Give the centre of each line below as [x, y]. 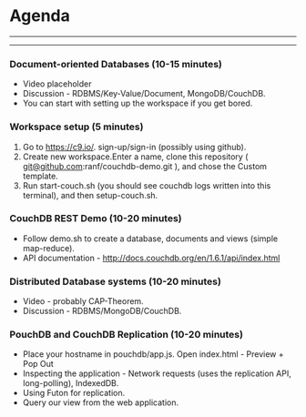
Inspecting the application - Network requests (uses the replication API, [157, 373]
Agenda [40, 16]
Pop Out [38, 364]
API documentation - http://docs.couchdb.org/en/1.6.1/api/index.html [151, 258]
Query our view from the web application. [101, 402]
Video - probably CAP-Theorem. [83, 301]
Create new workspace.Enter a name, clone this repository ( [135, 157]
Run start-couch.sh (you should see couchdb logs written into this [147, 185]
